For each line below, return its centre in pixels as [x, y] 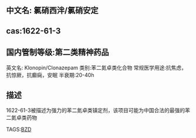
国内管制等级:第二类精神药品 [58, 53]
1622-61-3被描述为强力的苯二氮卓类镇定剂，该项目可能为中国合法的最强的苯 [98, 110]
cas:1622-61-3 [33, 31]
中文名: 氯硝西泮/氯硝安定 [52, 11]
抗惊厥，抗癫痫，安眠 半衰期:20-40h [50, 75]
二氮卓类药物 [21, 118]
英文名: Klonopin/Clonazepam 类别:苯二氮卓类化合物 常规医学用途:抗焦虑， [96, 68]
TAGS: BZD [19, 129]
